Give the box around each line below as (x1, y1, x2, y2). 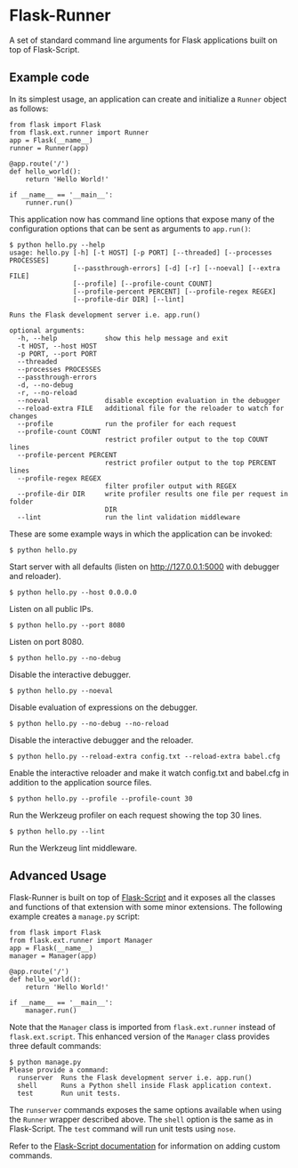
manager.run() (25, 1006, 77, 1015)
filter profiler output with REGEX (104, 481, 238, 490)
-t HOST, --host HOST (17, 342, 98, 350)
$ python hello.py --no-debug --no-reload (9, 719, 169, 728)
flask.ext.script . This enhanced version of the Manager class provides (9, 1031, 270, 1042)
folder (9, 497, 34, 506)
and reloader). (9, 570, 61, 581)
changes (9, 411, 38, 421)
